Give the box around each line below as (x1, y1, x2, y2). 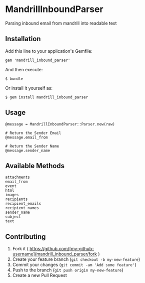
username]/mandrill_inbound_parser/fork (12, 251, 97, 257)
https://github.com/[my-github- (29, 246, 94, 252)
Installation (5, 35, 41, 43)
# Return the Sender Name (5, 144, 59, 149)
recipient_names (5, 206, 39, 211)
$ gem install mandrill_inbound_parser (5, 94, 88, 100)
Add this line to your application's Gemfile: (5, 48, 92, 54)
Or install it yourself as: (5, 85, 52, 91)
